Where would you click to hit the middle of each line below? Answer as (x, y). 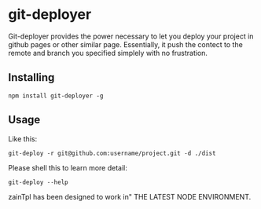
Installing (31, 77)
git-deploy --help (38, 182)
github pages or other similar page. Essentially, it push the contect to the (126, 44)
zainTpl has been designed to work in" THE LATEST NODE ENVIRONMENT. (130, 196)
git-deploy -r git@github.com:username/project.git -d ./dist (112, 153)
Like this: (23, 138)
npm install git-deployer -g (56, 96)
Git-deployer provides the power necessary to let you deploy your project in (131, 36)
